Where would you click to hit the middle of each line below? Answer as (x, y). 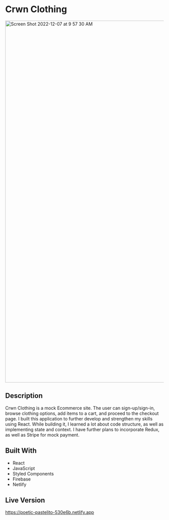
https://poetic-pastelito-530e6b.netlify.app (50, 512)
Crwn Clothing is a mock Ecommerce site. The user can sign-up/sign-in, (80, 408)
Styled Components (33, 474)
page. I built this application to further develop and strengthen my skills (79, 418)
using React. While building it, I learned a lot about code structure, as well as (84, 424)
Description (24, 396)
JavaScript (24, 468)
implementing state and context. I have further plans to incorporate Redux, (82, 429)
